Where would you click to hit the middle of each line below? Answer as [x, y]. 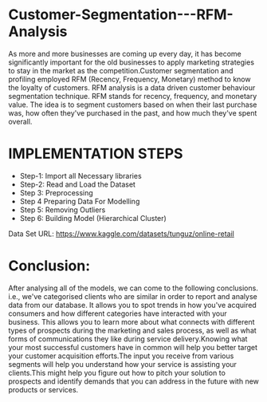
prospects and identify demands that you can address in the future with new [133, 381]
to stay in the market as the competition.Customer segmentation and [121, 70]
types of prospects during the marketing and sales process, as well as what [132, 330]
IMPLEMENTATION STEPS [96, 154]
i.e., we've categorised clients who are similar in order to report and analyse [133, 296]
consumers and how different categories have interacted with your [118, 313]
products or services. [43, 389]
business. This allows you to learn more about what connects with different [132, 321]
